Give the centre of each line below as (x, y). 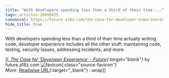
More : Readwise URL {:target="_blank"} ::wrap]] (56, 70)
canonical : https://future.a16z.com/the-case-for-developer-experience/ (85, 19)
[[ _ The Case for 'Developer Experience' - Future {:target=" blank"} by (78, 60)
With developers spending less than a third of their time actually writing (81, 39)
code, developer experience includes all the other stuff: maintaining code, (83, 44)
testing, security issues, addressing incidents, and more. (65, 49)
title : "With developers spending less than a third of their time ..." (85, 10)
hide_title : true (24, 24)
